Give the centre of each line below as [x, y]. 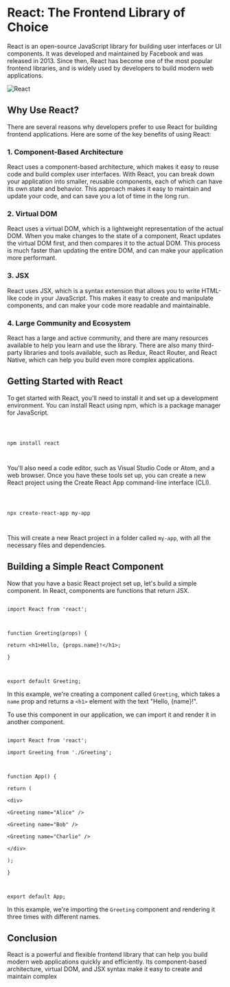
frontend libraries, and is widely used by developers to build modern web [111, 68]
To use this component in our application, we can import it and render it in [112, 715]
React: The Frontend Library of [96, 13]
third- [206, 345]
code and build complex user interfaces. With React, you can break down [111, 174]
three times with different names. [54, 916]
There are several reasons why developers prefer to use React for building [112, 127]
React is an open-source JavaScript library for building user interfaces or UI [114, 46]
